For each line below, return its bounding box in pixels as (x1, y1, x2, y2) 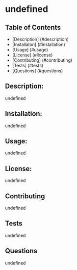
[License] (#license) (12, 52, 53, 58)
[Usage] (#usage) (12, 47, 48, 52)
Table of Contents (5, 23, 61, 32)
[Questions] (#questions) (12, 68, 63, 74)
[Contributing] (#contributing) (12, 57, 73, 63)
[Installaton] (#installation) (12, 42, 65, 47)
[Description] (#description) (12, 36, 69, 42)
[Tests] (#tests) (12, 63, 44, 68)
